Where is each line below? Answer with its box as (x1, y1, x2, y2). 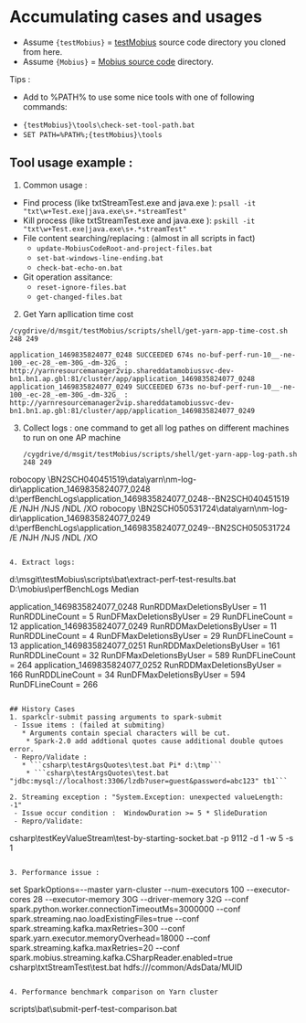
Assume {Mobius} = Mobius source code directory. (22, 56, 214, 67)
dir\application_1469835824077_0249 (9, 512, 151, 523)
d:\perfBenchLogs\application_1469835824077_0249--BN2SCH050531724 (9, 522, 290, 533)
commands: (22, 101, 68, 112)
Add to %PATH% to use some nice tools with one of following (22, 91, 255, 102)
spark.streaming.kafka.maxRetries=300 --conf (9, 922, 185, 933)
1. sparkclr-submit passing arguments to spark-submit (9, 712, 223, 721)
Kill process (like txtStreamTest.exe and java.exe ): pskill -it (22, 215, 256, 226)
